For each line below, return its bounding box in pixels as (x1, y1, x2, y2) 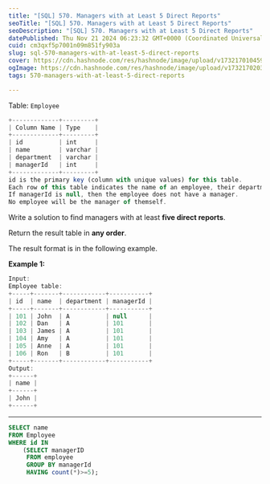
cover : (8, 57, 31, 65)
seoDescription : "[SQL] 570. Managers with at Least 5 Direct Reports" (8, 26, 253, 35)
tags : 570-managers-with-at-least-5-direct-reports (8, 71, 185, 79)
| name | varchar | (8, 146, 99, 154)
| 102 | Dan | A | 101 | (8, 319, 153, 327)
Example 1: (8, 259, 46, 269)
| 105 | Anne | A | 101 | (8, 342, 153, 350)
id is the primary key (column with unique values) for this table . (8, 176, 243, 184)
